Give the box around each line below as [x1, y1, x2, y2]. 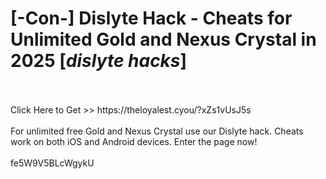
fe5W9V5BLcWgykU [10, 157, 95, 169]
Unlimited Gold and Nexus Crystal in [10, 28, 317, 51]
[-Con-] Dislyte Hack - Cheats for [10, 7, 293, 30]
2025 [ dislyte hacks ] [10, 50, 188, 72]
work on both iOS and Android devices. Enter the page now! [10, 135, 258, 147]
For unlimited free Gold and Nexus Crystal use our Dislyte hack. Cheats [10, 125, 304, 137]
